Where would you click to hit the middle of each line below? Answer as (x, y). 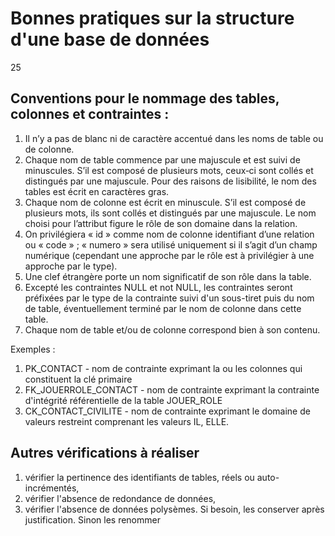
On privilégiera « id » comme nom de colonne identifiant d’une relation (169, 234)
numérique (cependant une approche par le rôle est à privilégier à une (169, 255)
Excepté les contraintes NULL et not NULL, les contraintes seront (158, 287)
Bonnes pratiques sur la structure (152, 18)
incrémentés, (52, 488)
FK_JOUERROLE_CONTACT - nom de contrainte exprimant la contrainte (172, 389)
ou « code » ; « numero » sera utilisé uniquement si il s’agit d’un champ (171, 244)
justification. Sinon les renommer (92, 519)
